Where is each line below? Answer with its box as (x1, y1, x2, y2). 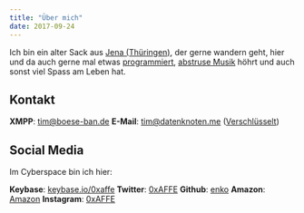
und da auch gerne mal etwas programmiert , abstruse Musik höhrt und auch (9, 56, 295, 67)
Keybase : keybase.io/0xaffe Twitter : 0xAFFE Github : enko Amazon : (9, 184, 266, 195)
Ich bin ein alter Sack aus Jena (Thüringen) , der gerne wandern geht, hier (9, 46, 285, 57)
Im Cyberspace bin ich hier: (9, 167, 113, 178)
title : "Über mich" (9, 13, 83, 23)
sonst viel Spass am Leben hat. (9, 65, 126, 77)
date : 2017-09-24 (9, 22, 75, 31)
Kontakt (9, 92, 56, 107)
